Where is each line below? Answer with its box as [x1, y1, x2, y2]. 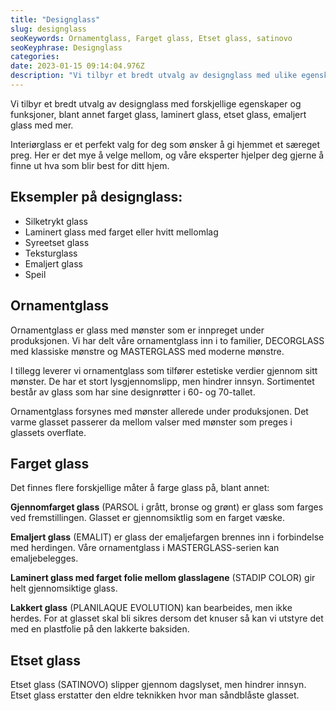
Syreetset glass [24, 236, 90, 248]
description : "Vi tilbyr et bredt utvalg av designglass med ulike [10, 71, 298, 81]
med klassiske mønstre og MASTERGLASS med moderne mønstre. [10, 345, 285, 357]
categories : [10, 52, 60, 62]
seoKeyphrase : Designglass [10, 42, 123, 53]
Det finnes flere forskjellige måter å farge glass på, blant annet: [10, 482, 270, 494]
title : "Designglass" [10, 14, 101, 25]
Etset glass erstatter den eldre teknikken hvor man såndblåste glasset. [10, 689, 300, 701]
